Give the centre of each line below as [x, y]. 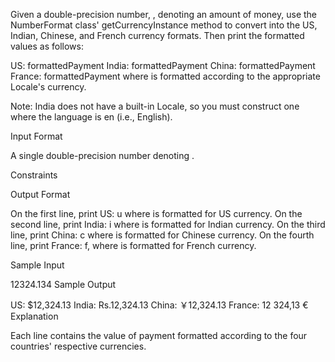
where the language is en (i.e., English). [91, 117]
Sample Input [37, 265]
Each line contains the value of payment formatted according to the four [159, 335]
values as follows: [47, 46]
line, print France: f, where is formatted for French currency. [133, 245]
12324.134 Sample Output [63, 284]
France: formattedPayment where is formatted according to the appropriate [165, 76]
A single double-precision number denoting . [102, 155]
